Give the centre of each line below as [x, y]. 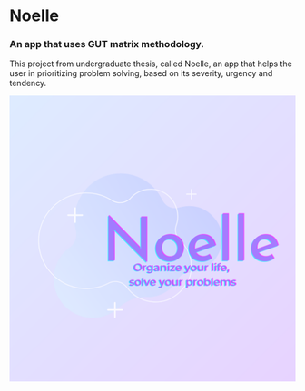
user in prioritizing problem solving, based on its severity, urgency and [141, 73]
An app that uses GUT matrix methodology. [107, 44]
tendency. [28, 83]
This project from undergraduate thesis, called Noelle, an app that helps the [151, 64]
